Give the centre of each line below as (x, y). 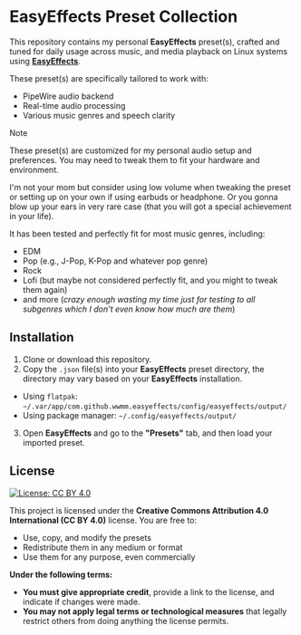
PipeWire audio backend (68, 96)
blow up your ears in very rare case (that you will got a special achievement (150, 207)
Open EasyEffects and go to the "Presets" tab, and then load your (147, 433)
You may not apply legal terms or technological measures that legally (155, 611)
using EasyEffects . (45, 61)
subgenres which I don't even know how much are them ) (129, 309)
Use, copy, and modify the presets (87, 537)
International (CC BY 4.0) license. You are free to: (103, 520)
